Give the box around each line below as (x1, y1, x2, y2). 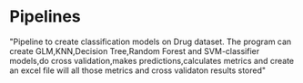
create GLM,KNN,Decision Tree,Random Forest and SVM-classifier (9, 45, 260, 56)
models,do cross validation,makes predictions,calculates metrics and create (9, 55, 295, 66)
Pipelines (9, 6, 82, 27)
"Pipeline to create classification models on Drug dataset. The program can (9, 36, 292, 47)
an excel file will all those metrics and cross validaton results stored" (9, 65, 267, 76)
